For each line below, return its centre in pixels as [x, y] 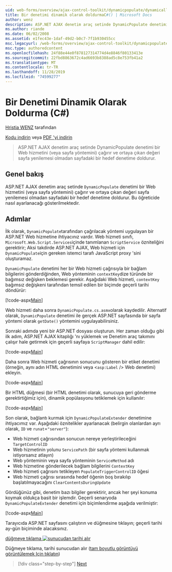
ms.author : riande [25, 29]
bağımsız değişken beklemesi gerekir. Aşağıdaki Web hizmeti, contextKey [82, 280]
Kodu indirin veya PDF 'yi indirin [39, 137]
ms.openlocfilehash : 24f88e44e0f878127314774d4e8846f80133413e [74, 53]
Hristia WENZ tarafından [31, 127]
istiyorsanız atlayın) [33, 455]
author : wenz [19, 19]
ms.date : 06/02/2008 [27, 34]
